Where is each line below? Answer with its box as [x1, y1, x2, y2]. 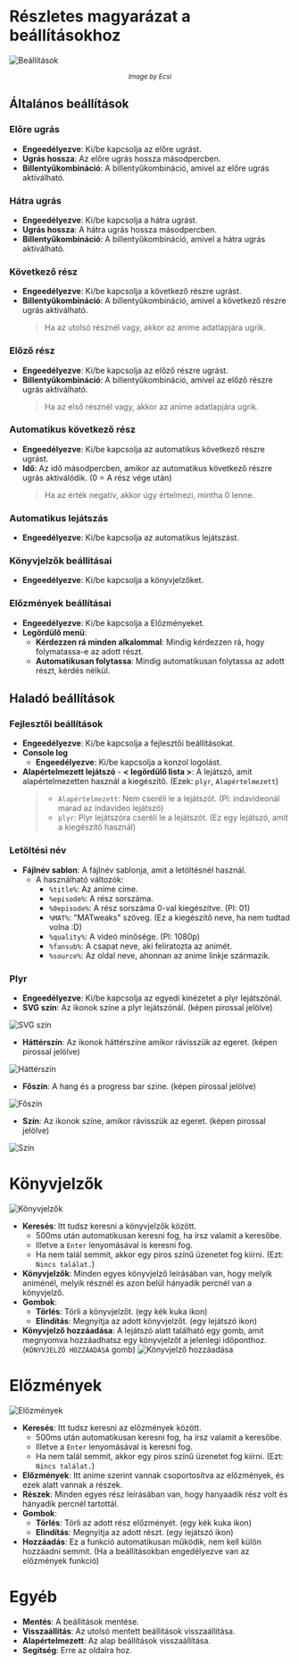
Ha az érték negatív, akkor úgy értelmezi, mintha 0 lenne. [44, 489, 255, 500]
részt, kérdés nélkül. [35, 664, 111, 676]
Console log [21, 748, 69, 758]
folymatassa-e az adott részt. [35, 646, 145, 656]
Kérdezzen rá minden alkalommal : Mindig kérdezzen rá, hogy [35, 637, 265, 647]
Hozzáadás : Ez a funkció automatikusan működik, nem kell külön [21, 1536, 262, 1547]
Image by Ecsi [128, 72, 172, 81]
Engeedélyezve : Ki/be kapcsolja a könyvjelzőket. [21, 575, 203, 586]
